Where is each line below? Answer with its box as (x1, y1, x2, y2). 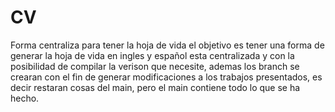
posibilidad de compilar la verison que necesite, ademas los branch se (10, 60, 300, 72)
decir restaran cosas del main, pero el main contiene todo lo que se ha (10, 81, 301, 93)
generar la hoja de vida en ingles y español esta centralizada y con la (10, 49, 295, 61)
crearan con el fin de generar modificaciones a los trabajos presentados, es (10, 71, 323, 83)
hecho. (10, 92, 40, 104)
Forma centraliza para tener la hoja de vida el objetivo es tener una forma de (10, 39, 325, 51)
